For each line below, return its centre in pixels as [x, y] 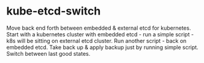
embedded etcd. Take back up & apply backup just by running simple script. [103, 47]
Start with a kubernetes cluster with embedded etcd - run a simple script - [100, 34]
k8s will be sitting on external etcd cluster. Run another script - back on [96, 41]
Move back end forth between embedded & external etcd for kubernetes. [99, 28]
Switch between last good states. [48, 53]
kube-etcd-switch [54, 11]
